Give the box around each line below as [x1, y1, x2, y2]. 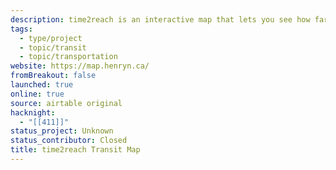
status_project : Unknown [10, 126, 114, 136]
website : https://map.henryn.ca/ [10, 61, 150, 71]
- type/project [19, 33, 83, 43]
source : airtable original [10, 98, 123, 108]
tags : [10, 24, 33, 34]
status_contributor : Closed [10, 136, 128, 146]
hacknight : [10, 107, 56, 118]
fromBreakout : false [10, 71, 97, 81]
